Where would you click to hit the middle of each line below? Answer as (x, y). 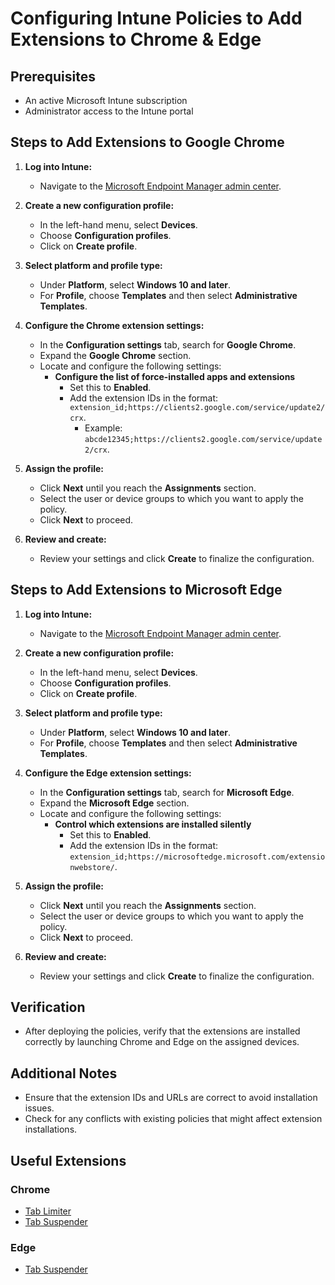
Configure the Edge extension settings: (108, 773)
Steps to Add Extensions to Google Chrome (147, 142)
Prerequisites (53, 76)
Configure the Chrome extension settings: (114, 325)
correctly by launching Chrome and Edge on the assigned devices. (162, 1042)
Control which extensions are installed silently (153, 824)
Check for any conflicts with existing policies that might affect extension (173, 1119)
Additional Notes (64, 1073)
